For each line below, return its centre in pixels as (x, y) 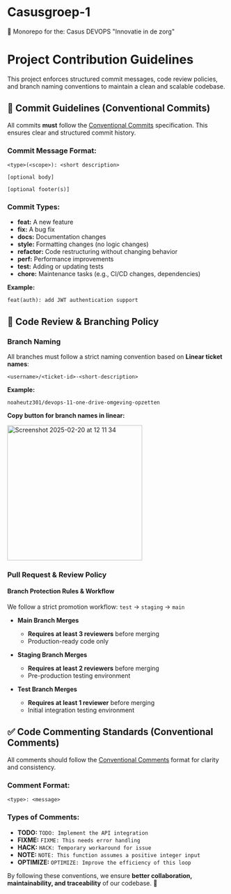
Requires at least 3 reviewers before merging (94, 634)
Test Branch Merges (47, 689)
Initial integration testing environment (81, 710)
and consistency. (32, 767)
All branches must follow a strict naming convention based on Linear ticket (115, 356)
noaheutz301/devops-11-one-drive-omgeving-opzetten (83, 402)
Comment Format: (39, 785)
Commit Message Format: (52, 151)
